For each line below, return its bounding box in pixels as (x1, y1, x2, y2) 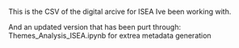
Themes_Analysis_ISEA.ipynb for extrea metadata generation (8, 31, 212, 40)
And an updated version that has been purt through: (8, 22, 182, 31)
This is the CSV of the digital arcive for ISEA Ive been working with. (8, 7, 232, 16)
